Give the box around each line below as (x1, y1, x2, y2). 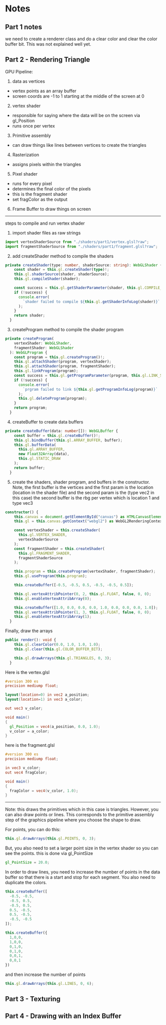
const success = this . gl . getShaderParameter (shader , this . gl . (14, 286, 145, 291)
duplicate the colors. (5, 880, 47, 886)
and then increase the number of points (5, 971, 85, 977)
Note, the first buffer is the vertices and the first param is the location (12, 484, 154, 490)
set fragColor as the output (12, 196, 68, 202)
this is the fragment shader (12, 191, 68, 197)
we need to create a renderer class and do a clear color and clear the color (5, 36, 158, 42)
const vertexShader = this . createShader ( (14, 528, 100, 533)
